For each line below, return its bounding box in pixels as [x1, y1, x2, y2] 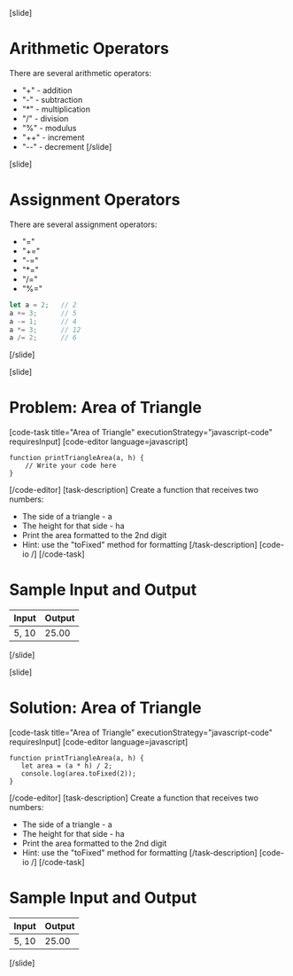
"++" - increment [21, 132, 85, 143]
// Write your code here [25, 461, 117, 471]
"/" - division [21, 113, 69, 123]
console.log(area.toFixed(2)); [20, 769, 137, 778]
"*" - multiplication [21, 104, 91, 114]
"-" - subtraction [21, 94, 83, 105]
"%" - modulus [21, 122, 77, 133]
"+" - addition [21, 84, 73, 96]
